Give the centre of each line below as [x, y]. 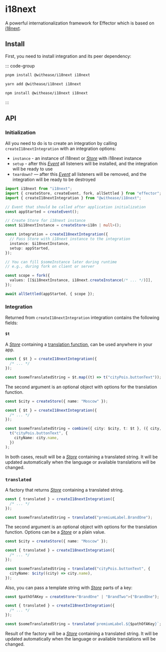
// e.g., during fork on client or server [50, 267]
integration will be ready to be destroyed [54, 180]
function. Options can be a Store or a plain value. [55, 532]
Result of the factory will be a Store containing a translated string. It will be [82, 634]
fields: [12, 323]
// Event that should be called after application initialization [76, 207]
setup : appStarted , [30, 248]
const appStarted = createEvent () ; [42, 212]
